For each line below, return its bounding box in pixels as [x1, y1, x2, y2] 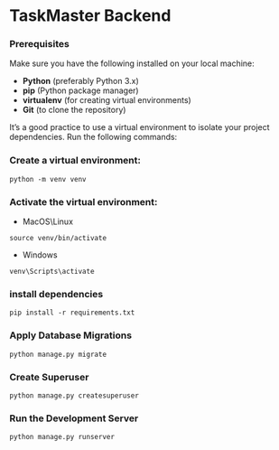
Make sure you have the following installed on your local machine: [9, 58, 255, 69]
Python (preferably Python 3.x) [22, 76, 140, 87]
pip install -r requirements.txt [9, 308, 135, 317]
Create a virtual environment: [9, 155, 142, 167]
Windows [22, 249, 58, 260]
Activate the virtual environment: [9, 195, 158, 208]
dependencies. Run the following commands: [9, 132, 178, 143]
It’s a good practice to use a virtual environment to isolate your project [9, 122, 270, 133]
